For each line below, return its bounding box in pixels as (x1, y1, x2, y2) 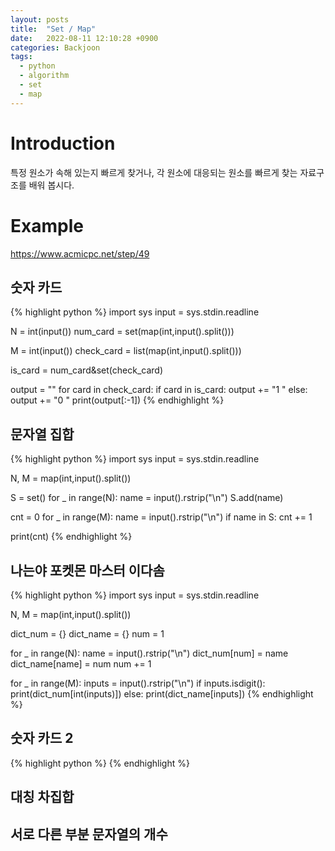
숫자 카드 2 (10, 730, 74, 747)
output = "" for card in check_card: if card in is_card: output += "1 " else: (10, 384, 308, 396)
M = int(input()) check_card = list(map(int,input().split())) (10, 345, 242, 357)
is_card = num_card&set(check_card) (10, 364, 164, 376)
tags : (10, 52, 33, 62)
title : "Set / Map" (10, 24, 97, 34)
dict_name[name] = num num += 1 (10, 657, 152, 670)
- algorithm (19, 71, 70, 81)
